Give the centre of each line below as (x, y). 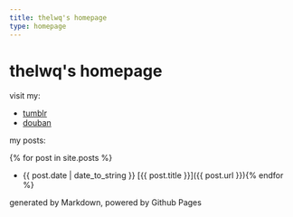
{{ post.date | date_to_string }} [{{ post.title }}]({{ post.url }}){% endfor (153, 175)
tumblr (35, 113)
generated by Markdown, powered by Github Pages (105, 203)
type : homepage (38, 26)
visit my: (25, 96)
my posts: (28, 140)
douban (37, 123)
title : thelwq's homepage (58, 18)
